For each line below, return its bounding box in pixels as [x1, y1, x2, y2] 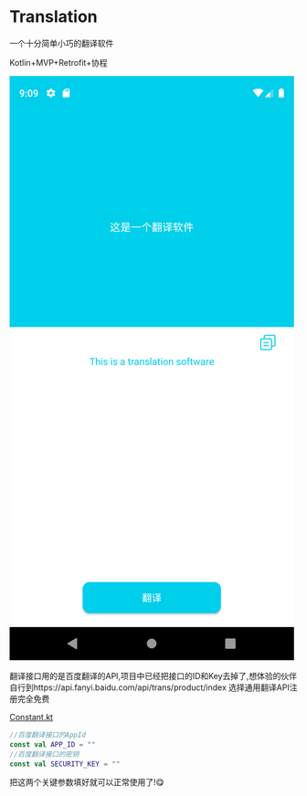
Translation [9, 6, 98, 27]
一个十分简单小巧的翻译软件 [9, 37, 114, 48]
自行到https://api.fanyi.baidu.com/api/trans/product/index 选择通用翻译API [9, 682, 290, 693]
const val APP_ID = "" [9, 739, 96, 749]
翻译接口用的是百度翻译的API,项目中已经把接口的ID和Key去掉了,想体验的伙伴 [9, 670, 297, 681]
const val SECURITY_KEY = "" [9, 759, 121, 769]
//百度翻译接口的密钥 [9, 749, 79, 759]
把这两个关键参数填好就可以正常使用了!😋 [9, 777, 164, 788]
